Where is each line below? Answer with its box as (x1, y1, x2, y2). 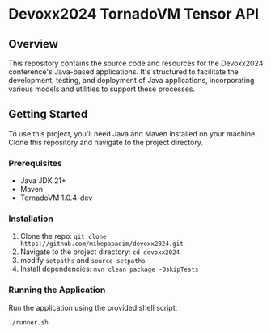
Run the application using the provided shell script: (8, 303, 178, 312)
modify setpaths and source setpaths (19, 256, 146, 265)
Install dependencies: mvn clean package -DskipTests (19, 264, 199, 274)
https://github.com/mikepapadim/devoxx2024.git (19, 240, 184, 248)
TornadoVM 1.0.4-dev (19, 193, 93, 202)
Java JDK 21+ (19, 176, 66, 186)
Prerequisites (8, 157, 62, 169)
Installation (8, 213, 54, 224)
